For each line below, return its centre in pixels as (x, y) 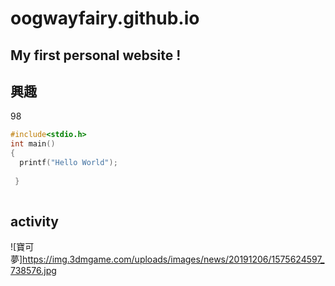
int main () (33, 144)
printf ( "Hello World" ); (68, 163)
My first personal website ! (96, 55)
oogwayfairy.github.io (105, 18)
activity (35, 221)
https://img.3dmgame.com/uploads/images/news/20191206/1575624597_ (173, 259)
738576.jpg (33, 271)
